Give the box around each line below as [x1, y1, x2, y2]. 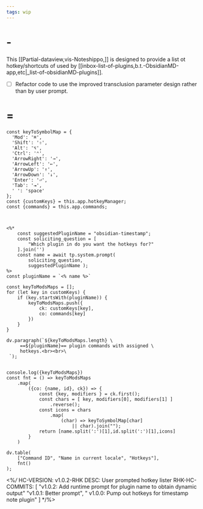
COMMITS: [6, 483, 35, 490]
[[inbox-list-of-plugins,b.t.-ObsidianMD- [78, 62, 179, 69]
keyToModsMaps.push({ [28, 300, 84, 306]
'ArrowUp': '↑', [12, 166, 53, 172]
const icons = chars [38, 407, 91, 413]
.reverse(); [49, 401, 80, 408]
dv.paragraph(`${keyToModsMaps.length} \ [6, 337, 113, 343]
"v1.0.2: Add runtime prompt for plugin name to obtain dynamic [38, 483, 197, 490]
